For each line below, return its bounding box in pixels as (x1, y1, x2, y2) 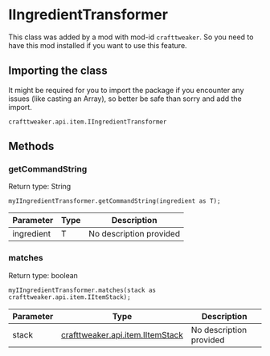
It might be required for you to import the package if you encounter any (8, 85, 244, 95)
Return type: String (8, 182, 72, 192)
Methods (8, 140, 55, 153)
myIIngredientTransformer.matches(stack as (8, 286, 157, 294)
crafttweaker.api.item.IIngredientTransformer (8, 118, 167, 126)
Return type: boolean (8, 270, 79, 280)
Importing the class (8, 64, 108, 78)
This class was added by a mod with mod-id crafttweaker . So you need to (8, 32, 254, 42)
